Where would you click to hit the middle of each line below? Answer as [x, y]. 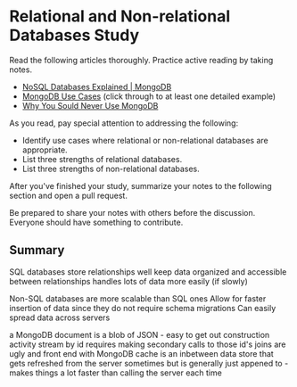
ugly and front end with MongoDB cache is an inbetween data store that [141, 353]
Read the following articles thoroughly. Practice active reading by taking [141, 60]
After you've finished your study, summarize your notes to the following [140, 185]
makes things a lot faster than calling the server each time [116, 373]
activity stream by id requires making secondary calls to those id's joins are [148, 344]
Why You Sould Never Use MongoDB [90, 105]
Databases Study [74, 35]
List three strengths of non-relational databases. [111, 169]
